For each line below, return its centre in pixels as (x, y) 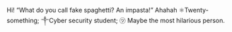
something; (23, 21)
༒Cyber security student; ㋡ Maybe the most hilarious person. (133, 21)
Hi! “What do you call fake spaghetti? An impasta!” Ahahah (92, 10)
